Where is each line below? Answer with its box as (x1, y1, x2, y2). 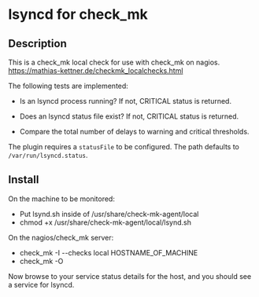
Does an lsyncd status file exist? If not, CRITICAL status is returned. (19, 112, 239, 121)
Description (8, 37, 67, 50)
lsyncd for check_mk (8, 5, 148, 24)
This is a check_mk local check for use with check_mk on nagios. (8, 57, 220, 67)
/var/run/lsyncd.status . (8, 151, 88, 159)
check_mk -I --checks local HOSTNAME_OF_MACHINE (19, 247, 198, 257)
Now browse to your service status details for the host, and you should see (8, 271, 252, 280)
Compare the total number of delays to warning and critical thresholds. (19, 127, 250, 136)
